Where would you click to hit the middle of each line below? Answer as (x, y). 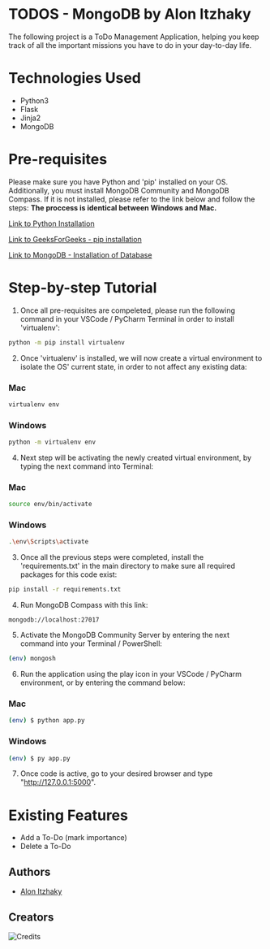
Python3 (34, 100)
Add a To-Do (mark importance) (73, 838)
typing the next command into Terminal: (87, 466)
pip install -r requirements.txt (65, 590)
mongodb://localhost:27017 (54, 620)
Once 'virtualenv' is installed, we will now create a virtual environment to (141, 357)
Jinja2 (30, 118)
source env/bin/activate (50, 505)
